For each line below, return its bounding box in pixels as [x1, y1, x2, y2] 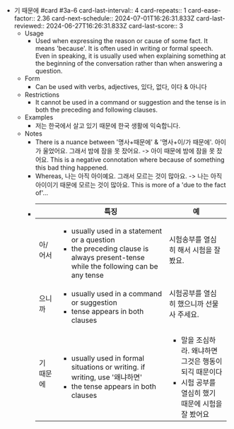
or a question [71, 235, 115, 245]
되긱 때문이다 [181, 367, 223, 377]
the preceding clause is [71, 244, 149, 253]
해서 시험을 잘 [177, 245, 221, 254]
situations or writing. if [71, 363, 146, 372]
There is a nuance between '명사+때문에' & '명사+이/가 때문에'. [35, 138, 213, 146]
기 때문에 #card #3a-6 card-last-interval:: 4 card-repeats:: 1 [13, 6, 187, 14]
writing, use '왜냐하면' [71, 372, 143, 382]
